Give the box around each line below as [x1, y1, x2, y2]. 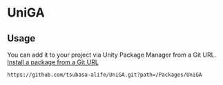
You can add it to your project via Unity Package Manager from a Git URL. [7, 50, 217, 59]
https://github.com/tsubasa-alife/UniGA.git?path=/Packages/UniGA [7, 71, 202, 78]
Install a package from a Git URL [7, 58, 99, 66]
